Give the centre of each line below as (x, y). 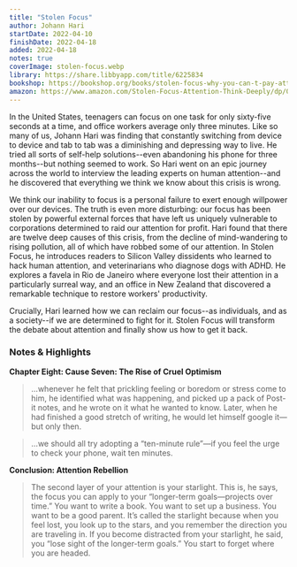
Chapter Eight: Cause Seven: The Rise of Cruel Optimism (116, 372)
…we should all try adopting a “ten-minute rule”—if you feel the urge (155, 443)
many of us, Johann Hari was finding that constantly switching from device (146, 135)
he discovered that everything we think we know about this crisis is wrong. (145, 182)
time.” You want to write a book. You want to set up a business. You (153, 506)
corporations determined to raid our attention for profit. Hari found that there (148, 227)
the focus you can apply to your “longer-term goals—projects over (152, 496)
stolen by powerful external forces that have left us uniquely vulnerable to (143, 218)
